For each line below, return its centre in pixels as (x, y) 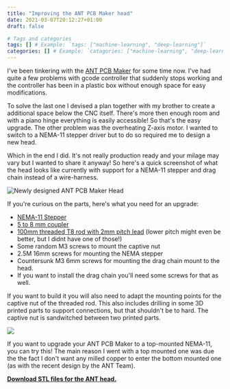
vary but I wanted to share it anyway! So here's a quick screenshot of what (113, 163)
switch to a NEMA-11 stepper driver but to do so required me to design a (109, 135)
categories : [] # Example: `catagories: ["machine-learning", (98, 51)
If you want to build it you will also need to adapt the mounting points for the (114, 296)
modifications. (27, 92)
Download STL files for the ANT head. (62, 379)
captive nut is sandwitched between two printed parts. (84, 318)
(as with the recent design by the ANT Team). (71, 366)
